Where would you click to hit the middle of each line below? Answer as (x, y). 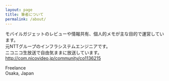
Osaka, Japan (20, 73)
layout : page (19, 10)
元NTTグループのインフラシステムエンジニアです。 (58, 46)
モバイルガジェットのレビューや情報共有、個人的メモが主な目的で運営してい (85, 34)
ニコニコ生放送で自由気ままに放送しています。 (54, 52)
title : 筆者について (24, 14)
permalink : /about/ (26, 19)
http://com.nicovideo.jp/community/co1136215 (53, 58)
